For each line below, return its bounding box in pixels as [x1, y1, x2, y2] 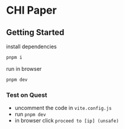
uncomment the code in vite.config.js [14, 105, 112, 112]
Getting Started [6, 27, 65, 37]
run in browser [6, 65, 42, 72]
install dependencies [6, 43, 57, 50]
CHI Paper [6, 4, 57, 17]
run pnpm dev [14, 111, 46, 118]
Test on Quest [6, 90, 47, 99]
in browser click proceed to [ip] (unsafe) [14, 117, 119, 124]
